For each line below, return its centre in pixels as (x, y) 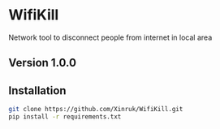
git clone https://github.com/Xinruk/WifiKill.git (96, 110)
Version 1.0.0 (43, 63)
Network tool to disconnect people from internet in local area (110, 37)
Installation (37, 90)
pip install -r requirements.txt (65, 117)
